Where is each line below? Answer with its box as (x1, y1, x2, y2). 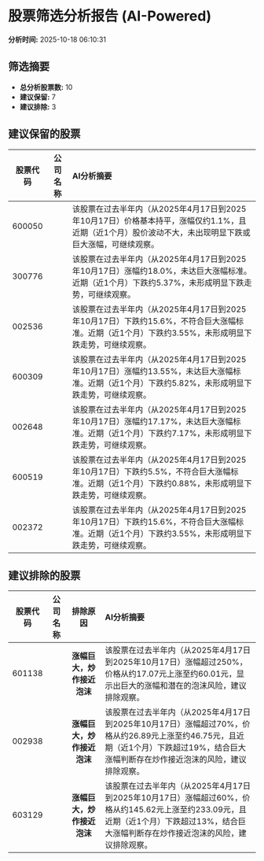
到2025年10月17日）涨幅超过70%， (104, 719, 243, 730)
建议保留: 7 (19, 92, 57, 102)
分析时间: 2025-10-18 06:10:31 (8, 35, 106, 44)
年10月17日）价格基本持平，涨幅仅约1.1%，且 (71, 215, 247, 226)
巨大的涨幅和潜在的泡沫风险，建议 (120, 680, 247, 691)
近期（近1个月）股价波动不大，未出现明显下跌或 (71, 227, 251, 238)
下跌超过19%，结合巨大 (156, 742, 246, 753)
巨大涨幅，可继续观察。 (71, 238, 159, 249)
